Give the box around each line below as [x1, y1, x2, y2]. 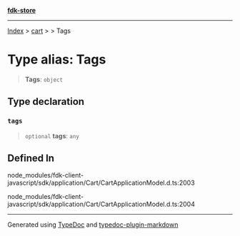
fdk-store [7, 6, 36, 14]
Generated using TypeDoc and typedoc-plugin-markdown [7, 220, 179, 229]
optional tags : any [24, 131, 80, 140]
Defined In [7, 153, 55, 165]
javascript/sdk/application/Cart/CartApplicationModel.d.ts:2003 [7, 178, 195, 188]
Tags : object [24, 75, 63, 83]
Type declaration [7, 96, 84, 108]
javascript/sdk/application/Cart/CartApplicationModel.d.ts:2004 [7, 200, 195, 209]
